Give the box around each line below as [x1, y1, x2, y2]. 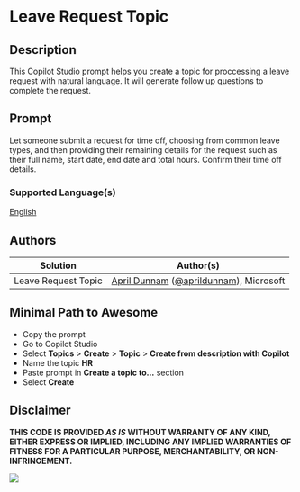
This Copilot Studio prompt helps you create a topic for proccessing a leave [9, 66, 290, 76]
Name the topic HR [22, 357, 93, 368]
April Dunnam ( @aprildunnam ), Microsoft [111, 274, 286, 287]
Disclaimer [9, 403, 71, 418]
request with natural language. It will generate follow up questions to [9, 76, 264, 86]
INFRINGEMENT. [9, 455, 73, 466]
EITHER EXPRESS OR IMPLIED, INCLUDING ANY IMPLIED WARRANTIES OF [9, 436, 292, 447]
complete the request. [9, 85, 92, 95]
